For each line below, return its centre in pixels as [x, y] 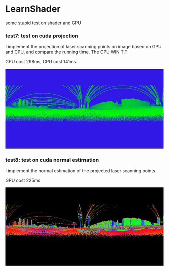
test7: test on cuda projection [42, 36]
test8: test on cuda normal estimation [52, 160]
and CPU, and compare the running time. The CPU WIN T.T [66, 52]
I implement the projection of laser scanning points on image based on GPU [83, 47]
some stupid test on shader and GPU [43, 23]
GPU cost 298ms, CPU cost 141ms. [41, 62]
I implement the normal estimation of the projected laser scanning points [80, 171]
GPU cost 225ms [23, 181]
